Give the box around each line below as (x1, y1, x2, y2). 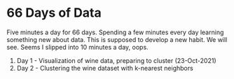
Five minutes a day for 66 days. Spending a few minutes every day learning (6, 28, 224, 36)
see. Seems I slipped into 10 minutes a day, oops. (6, 43, 149, 51)
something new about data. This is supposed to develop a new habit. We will (6, 35, 228, 43)
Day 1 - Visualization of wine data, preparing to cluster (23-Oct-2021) (16, 56, 216, 64)
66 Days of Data (6, 5, 102, 21)
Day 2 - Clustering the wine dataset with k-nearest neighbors (16, 64, 193, 72)
